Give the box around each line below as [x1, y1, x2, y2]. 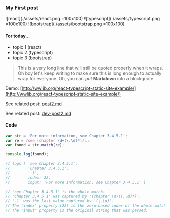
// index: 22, [5, 175, 51, 180]
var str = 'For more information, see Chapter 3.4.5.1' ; [5, 133, 128, 138]
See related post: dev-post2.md [5, 110, 72, 116]
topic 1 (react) [12, 44, 42, 50]
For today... [5, 33, 30, 39]
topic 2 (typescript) [12, 49, 53, 55]
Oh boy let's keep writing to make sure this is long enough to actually [17, 70, 162, 76]
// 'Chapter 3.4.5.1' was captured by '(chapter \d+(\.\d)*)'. [5, 194, 142, 199]
